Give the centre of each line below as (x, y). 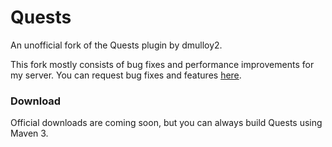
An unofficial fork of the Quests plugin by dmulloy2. (116, 45)
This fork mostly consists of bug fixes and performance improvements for (162, 64)
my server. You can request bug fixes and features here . (126, 75)
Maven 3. (29, 133)
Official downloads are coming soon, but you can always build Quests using (166, 123)
